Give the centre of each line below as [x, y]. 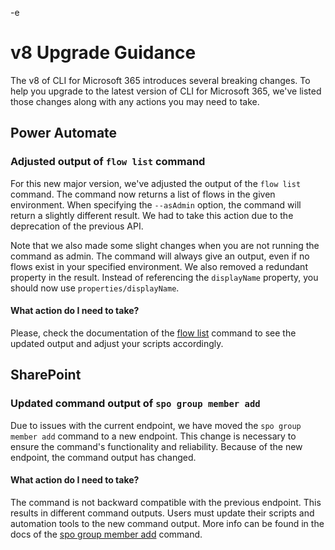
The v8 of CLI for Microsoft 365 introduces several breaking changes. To [160, 80]
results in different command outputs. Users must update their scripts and [162, 513]
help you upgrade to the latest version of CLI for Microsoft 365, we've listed [166, 91]
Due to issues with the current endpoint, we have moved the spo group [156, 425]
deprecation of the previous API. [77, 226]
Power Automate [64, 133]
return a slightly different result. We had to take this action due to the [152, 215]
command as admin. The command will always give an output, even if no [160, 256]
